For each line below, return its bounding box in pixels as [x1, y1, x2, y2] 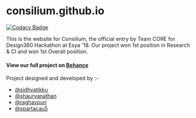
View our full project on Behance [6, 61, 89, 69]
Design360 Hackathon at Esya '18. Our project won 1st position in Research [6, 42, 190, 49]
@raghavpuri [14, 99, 47, 106]
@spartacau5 [14, 105, 48, 112]
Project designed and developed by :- [6, 75, 99, 82]
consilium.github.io [6, 4, 105, 18]
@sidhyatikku [14, 86, 49, 93]
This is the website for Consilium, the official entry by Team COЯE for [6, 35, 175, 42]
